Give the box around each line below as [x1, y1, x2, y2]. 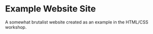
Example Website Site [5, 3, 96, 14]
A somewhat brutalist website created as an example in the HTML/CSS [5, 19, 149, 25]
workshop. [5, 24, 27, 30]
